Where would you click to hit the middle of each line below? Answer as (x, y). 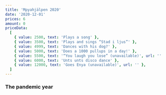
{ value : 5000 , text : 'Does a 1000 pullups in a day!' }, (76, 51)
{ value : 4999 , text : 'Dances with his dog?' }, (66, 47)
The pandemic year (29, 87)
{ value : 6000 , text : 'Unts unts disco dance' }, (67, 60)
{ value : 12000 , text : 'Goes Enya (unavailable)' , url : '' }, (80, 65)
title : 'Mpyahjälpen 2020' (33, 10)
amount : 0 (15, 24)
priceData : (16, 28)
